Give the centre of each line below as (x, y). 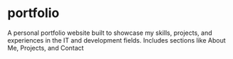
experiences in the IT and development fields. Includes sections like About (116, 40)
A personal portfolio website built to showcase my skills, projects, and (110, 33)
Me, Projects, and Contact (46, 48)
